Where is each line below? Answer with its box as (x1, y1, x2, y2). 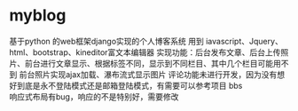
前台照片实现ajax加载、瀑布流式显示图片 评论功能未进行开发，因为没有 (19, 68, 278, 80)
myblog (9, 5, 67, 26)
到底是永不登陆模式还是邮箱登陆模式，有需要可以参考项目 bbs (16, 80, 243, 91)
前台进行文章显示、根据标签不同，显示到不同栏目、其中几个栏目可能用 (24, 58, 281, 68)
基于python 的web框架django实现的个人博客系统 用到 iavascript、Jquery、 (9, 36, 284, 46)
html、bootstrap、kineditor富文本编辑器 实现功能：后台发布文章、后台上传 (9, 46, 281, 58)
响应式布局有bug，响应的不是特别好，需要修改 (9, 91, 179, 102)
